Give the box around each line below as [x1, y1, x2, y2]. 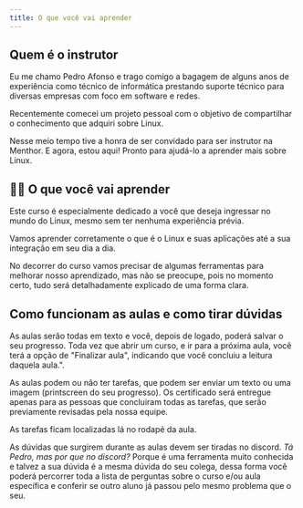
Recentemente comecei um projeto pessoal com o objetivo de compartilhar [9, 109, 293, 119]
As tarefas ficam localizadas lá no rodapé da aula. [9, 424, 197, 435]
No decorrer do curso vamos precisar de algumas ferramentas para [9, 261, 265, 272]
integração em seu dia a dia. [9, 243, 116, 254]
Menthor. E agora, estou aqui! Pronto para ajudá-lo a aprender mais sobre [9, 145, 287, 156]
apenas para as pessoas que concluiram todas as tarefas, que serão [9, 397, 266, 408]
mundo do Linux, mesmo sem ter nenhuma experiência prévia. [9, 215, 245, 226]
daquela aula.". [9, 359, 66, 370]
